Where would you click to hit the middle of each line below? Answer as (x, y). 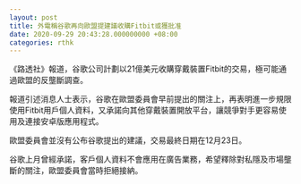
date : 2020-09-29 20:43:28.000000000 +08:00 (94, 34)
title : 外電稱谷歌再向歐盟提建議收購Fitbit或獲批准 (95, 26)
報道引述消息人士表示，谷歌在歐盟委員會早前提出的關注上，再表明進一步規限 (150, 99)
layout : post (34, 17)
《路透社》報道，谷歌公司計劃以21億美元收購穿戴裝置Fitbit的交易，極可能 (144, 69)
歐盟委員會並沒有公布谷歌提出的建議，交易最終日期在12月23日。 (128, 140)
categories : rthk (42, 42)
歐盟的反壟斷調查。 (52, 80)
